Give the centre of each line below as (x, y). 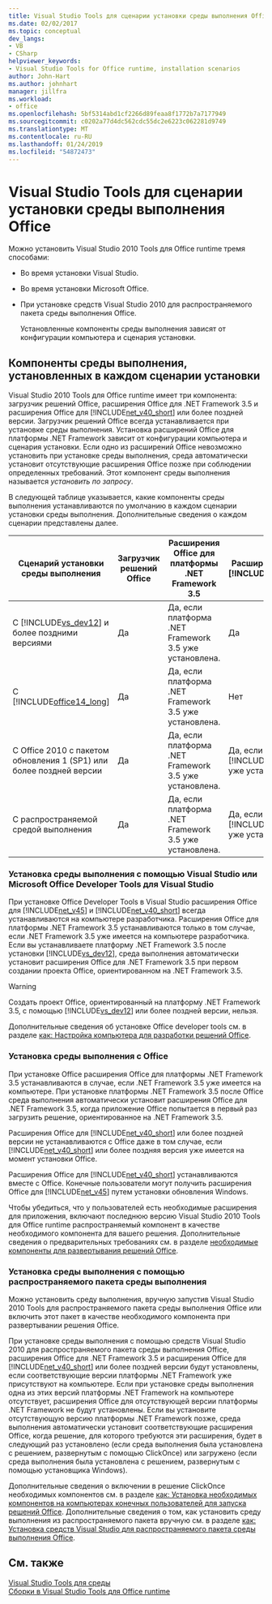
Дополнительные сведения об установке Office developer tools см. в (127, 1026)
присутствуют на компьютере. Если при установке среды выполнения (131, 1384)
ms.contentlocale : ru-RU (50, 136)
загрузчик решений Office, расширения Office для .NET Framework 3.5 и (134, 404)
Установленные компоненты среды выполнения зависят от (123, 329)
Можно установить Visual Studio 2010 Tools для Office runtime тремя (127, 249)
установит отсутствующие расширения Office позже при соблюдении (130, 464)
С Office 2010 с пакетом (61, 750)
